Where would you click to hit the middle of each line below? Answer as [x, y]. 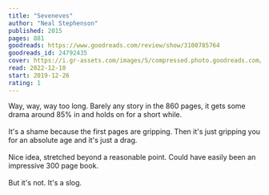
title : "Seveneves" [41, 16]
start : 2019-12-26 [39, 75]
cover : [19, 61]
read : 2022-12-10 [37, 68]
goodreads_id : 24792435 [48, 53]
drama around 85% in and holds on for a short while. [95, 114]
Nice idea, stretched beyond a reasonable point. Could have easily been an [132, 156]
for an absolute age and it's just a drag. [73, 140]
